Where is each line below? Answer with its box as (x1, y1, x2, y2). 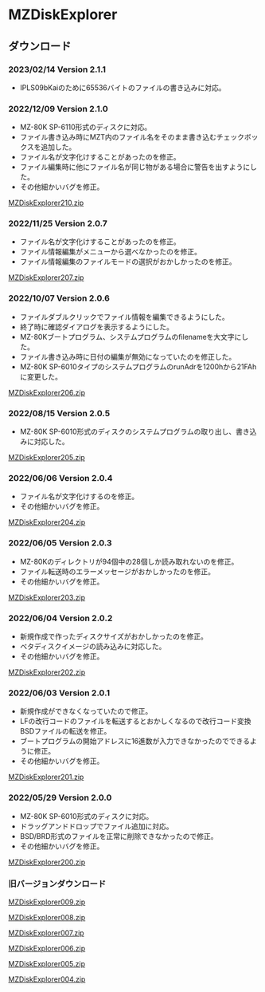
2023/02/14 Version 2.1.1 (8, 64, 106, 75)
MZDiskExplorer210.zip (8, 198, 84, 208)
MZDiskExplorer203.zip (8, 592, 86, 602)
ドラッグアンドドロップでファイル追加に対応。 (19, 821, 173, 831)
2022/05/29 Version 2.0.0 (8, 792, 112, 803)
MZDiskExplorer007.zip (8, 927, 85, 938)
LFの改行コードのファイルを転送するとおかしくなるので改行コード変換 (19, 716, 251, 726)
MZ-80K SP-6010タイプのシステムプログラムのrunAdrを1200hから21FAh (19, 361, 257, 372)
